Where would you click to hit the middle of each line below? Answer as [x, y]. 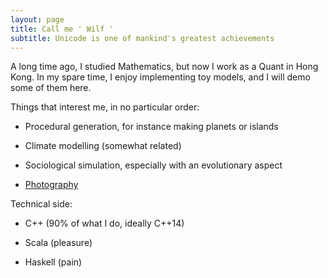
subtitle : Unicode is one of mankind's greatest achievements [142, 38]
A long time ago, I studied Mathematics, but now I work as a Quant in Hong [164, 67]
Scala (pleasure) [58, 243]
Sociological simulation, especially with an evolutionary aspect [153, 165]
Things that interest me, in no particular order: [105, 107]
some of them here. [51, 88]
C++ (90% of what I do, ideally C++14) [104, 223]
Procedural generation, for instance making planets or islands [151, 127]
